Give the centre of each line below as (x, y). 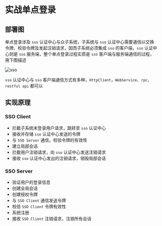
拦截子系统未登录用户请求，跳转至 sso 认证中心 (59, 128)
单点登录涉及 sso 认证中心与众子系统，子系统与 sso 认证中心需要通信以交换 (80, 42)
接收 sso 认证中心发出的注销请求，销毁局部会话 (59, 158)
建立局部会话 (25, 146)
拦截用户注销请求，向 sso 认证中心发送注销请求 (59, 152)
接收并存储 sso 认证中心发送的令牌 (46, 134)
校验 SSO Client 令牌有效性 (39, 206)
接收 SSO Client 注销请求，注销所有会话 (52, 218)
